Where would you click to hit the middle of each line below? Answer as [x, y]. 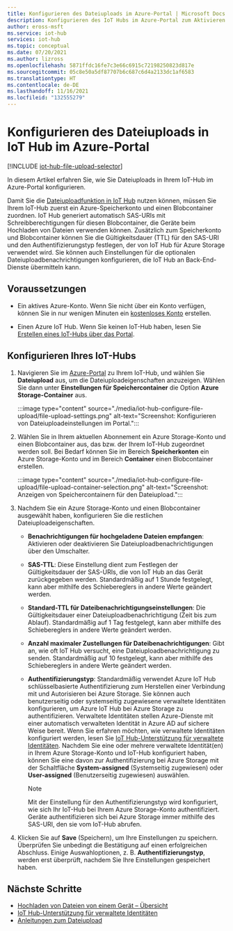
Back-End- [201, 260]
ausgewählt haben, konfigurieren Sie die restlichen [90, 515]
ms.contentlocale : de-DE [43, 85]
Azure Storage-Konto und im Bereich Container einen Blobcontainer [115, 459]
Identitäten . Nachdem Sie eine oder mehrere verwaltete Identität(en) [126, 745]
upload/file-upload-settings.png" [65, 415]
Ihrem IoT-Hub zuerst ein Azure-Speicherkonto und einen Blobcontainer [110, 208]
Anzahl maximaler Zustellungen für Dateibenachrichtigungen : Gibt [126, 643]
